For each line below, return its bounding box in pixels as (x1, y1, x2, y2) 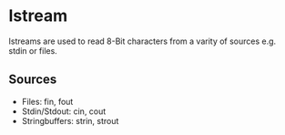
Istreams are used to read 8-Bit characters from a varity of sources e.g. (8, 36, 277, 47)
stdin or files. (8, 45, 58, 56)
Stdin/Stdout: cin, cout (21, 106, 107, 117)
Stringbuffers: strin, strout (21, 115, 119, 126)
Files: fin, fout (21, 96, 74, 107)
